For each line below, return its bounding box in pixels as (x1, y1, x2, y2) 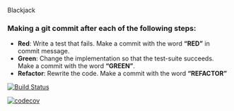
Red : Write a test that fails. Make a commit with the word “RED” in (17, 39, 210, 48)
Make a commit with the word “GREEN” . (17, 62, 136, 70)
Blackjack (7, 6, 36, 14)
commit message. (17, 47, 70, 55)
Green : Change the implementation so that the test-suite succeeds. (17, 54, 214, 63)
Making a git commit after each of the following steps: (7, 23, 197, 33)
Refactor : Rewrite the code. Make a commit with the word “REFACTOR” (17, 70, 228, 78)
